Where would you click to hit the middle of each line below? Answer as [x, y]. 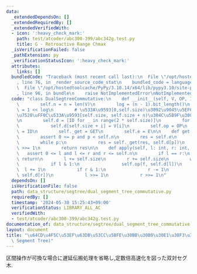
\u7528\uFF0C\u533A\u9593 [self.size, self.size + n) [82, 115]
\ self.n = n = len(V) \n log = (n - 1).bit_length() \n [103, 104]
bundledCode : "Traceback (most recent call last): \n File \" [89, 77]
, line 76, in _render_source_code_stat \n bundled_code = [93, 83]
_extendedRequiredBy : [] [42, 22]
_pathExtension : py [35, 55]
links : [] [29, 72]
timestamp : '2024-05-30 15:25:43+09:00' [61, 202]
